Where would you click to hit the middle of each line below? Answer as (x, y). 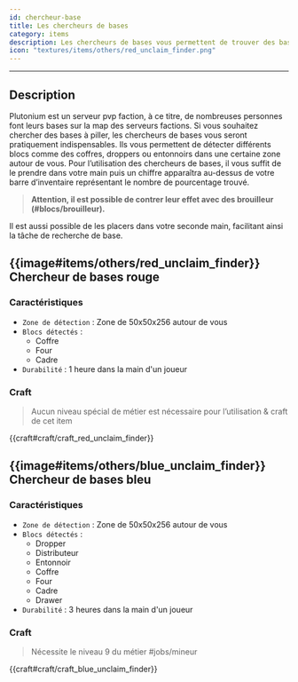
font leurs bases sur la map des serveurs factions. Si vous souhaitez (134, 125)
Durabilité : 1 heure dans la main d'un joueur (105, 369)
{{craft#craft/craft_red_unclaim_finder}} (82, 438)
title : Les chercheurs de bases (69, 26)
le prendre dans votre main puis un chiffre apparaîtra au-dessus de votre (142, 172)
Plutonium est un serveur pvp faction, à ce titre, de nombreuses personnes (146, 115)
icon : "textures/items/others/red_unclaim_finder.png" (113, 51)
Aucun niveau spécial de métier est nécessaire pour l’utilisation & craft (159, 411)
